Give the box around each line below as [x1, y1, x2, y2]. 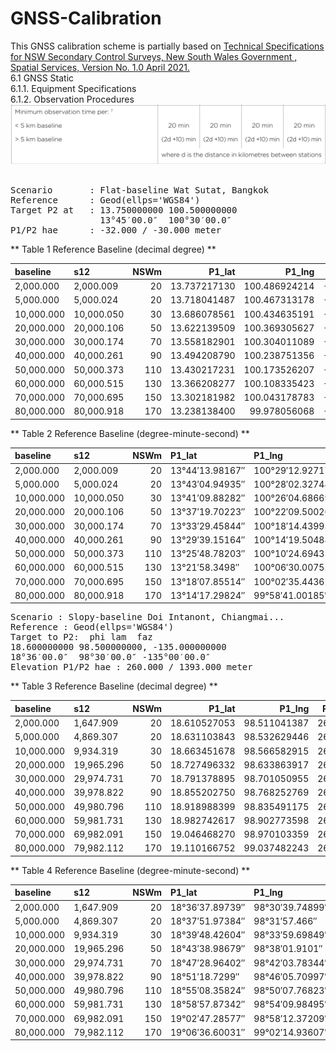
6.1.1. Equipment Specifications [10, 82, 137, 94]
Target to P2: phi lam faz [10, 632, 153, 643]
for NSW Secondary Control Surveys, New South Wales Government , [10, 50, 298, 62]
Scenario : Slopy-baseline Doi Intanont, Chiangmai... [10, 612, 285, 623]
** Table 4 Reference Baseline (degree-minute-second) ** [10, 864, 251, 876]
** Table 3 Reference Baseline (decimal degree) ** [10, 680, 218, 692]
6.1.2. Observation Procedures [10, 93, 135, 105]
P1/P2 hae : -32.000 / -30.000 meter [10, 225, 222, 236]
